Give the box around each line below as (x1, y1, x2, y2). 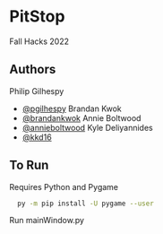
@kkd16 (21, 132, 52, 143)
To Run (9, 158, 49, 173)
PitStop (9, 6, 65, 27)
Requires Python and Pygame (9, 181, 119, 192)
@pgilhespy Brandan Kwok (21, 103, 123, 114)
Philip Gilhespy (9, 85, 64, 96)
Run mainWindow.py (9, 215, 85, 226)
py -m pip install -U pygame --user (17, 199, 154, 208)
